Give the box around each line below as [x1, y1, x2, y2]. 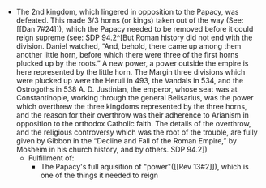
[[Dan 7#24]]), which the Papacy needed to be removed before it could [15, 24, 254, 33]
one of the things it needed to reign [40, 170, 159, 180]
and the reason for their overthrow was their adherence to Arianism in [15, 110, 250, 120]
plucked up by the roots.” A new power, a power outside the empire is [15, 58, 249, 68]
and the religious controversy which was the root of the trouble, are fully [15, 127, 258, 137]
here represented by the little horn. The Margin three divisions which [15, 67, 246, 76]
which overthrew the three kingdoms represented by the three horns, [15, 101, 247, 111]
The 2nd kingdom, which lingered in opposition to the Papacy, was [15, 7, 239, 16]
